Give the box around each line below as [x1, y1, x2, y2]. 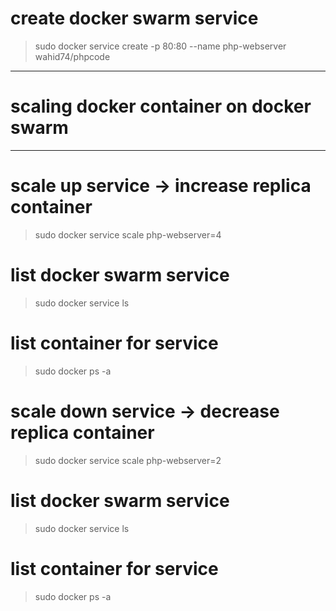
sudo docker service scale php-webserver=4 [34, 228, 222, 241]
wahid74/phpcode [34, 50, 111, 62]
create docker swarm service [10, 7, 259, 30]
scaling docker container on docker [10, 95, 312, 118]
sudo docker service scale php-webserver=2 [34, 454, 222, 466]
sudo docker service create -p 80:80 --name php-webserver [34, 40, 287, 52]
